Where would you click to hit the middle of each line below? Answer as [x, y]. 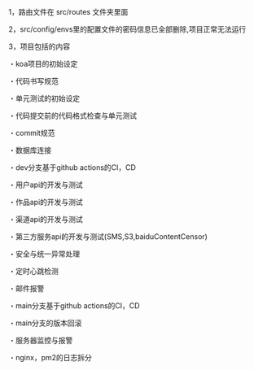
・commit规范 [32, 133]
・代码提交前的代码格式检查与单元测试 [72, 115]
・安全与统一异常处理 [44, 254]
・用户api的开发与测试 [46, 185]
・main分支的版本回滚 [45, 323]
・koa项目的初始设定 [43, 64]
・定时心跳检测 [33, 271]
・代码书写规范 [33, 81]
